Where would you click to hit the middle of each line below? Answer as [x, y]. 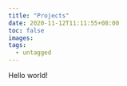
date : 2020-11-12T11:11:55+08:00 [64, 23]
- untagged [34, 53]
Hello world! [28, 75]
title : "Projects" [39, 16]
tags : [17, 45]
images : [21, 38]
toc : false [26, 30]
